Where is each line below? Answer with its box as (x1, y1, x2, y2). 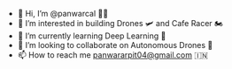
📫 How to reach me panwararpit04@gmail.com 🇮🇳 (17, 50, 208, 60)
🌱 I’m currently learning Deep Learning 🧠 (17, 31, 166, 41)
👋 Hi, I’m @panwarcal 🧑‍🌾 (17, 9, 109, 18)
